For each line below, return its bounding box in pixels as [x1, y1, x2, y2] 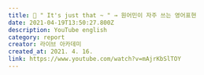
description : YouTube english [8, 26, 108, 34]
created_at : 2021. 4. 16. [8, 48, 93, 55]
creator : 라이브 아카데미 [8, 41, 82, 48]
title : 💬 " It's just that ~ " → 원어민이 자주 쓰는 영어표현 [8, 11, 197, 20]
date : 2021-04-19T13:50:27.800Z [8, 19, 114, 27]
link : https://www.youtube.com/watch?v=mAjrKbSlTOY [8, 55, 181, 63]
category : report [8, 33, 65, 41]
